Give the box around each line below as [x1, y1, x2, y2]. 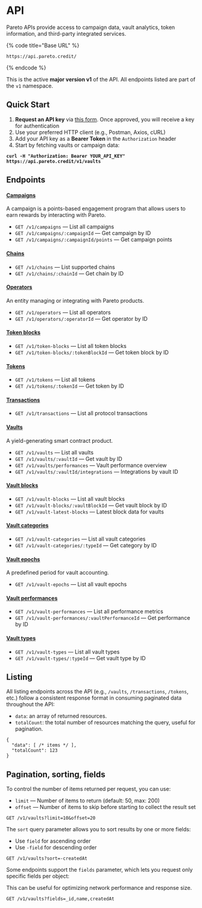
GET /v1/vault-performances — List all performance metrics [14, 608, 164, 615]
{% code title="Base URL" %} [6, 42, 80, 49]
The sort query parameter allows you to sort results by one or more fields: [6, 826, 191, 833]
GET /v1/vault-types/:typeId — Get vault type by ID [14, 654, 146, 662]
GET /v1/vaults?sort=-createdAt [6, 855, 87, 861]
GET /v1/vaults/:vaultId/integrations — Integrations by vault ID [14, 468, 178, 475]
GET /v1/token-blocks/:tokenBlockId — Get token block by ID [14, 349, 169, 356]
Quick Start [6, 100, 50, 110]
